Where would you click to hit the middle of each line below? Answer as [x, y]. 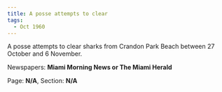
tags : [15, 20]
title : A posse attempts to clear [58, 14]
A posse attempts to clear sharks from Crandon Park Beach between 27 [111, 47]
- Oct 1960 [29, 26]
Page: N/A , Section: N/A [42, 81]
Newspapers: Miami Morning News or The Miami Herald [90, 68]
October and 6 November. [45, 54]
